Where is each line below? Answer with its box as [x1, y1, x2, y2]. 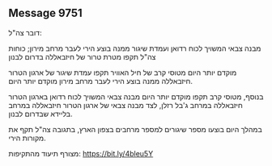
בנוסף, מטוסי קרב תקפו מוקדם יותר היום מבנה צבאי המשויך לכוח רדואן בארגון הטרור [8, 92, 264, 102]
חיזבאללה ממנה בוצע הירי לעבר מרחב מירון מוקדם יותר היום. [8, 76, 193, 85]
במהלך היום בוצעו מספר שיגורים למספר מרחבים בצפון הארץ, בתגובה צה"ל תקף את [8, 124, 263, 134]
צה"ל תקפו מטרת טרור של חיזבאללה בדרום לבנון [8, 52, 156, 61]
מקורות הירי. [8, 133, 46, 143]
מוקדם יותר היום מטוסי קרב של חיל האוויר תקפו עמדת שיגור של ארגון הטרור [8, 68, 237, 77]
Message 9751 [8, 6, 83, 20]
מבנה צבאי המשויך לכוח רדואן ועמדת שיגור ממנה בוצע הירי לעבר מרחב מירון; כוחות [8, 44, 261, 53]
